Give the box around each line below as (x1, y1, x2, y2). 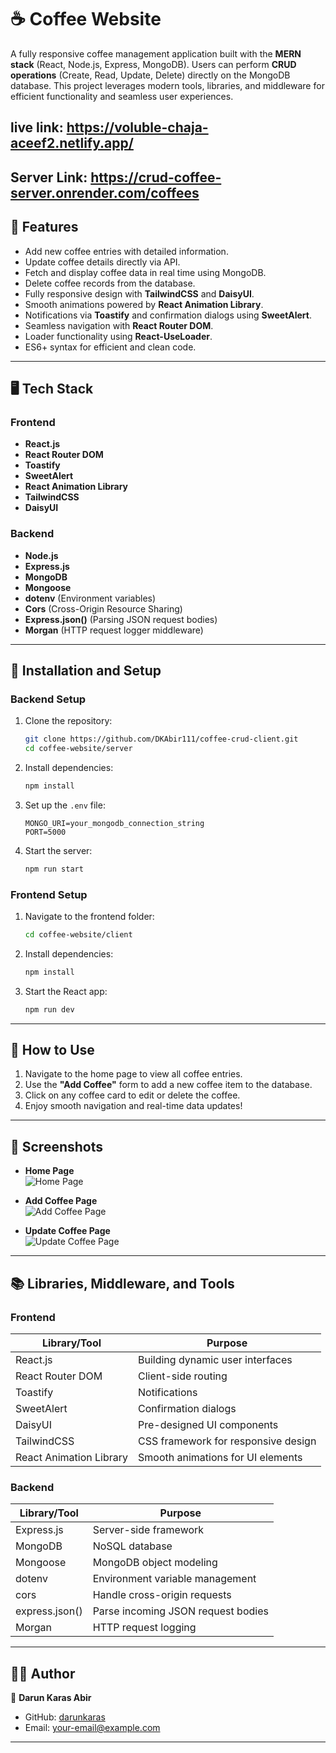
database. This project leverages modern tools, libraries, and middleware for (10, 79, 325, 91)
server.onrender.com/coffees (10, 184, 200, 201)
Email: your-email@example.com (24, 1722, 161, 1734)
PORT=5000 (24, 827, 67, 837)
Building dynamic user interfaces (138, 1352, 293, 1366)
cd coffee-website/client (24, 930, 133, 940)
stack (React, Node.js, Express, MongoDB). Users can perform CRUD (10, 58, 297, 70)
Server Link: (10, 169, 88, 186)
